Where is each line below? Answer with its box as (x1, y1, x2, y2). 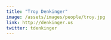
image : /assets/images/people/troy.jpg (6, 14, 106, 20)
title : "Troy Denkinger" (6, 8, 68, 15)
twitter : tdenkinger (6, 25, 58, 31)
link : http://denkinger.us (6, 19, 73, 25)
